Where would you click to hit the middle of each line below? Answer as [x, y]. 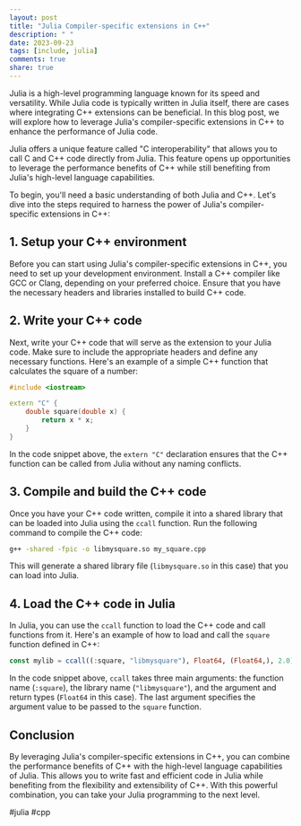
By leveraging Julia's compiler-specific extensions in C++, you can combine [150, 756]
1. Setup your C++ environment [98, 242]
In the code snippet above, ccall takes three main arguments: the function [146, 678]
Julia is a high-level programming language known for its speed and [134, 93]
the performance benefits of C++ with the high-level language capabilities [146, 766]
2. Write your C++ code [76, 321]
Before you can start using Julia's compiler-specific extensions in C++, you [148, 264]
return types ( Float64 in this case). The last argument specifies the [133, 698]
